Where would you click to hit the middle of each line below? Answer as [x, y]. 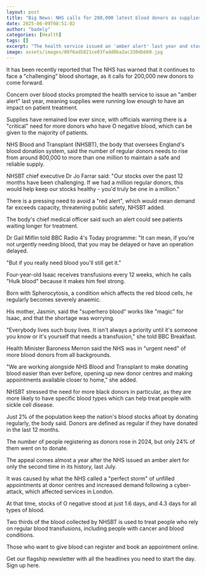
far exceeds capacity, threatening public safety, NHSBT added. [86, 207]
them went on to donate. [37, 448]
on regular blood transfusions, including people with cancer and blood [95, 528]
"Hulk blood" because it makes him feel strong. [66, 281]
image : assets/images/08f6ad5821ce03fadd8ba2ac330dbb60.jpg [85, 52]
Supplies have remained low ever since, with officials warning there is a [97, 119]
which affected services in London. [69, 491]
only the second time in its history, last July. [62, 466]
